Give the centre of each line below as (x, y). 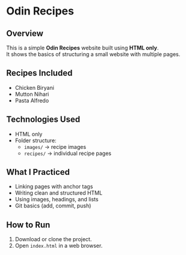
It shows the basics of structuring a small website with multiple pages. (93, 54)
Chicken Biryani (34, 87)
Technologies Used (43, 120)
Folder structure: (36, 140)
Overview (25, 33)
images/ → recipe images (55, 146)
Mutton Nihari (32, 94)
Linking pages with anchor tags (54, 187)
